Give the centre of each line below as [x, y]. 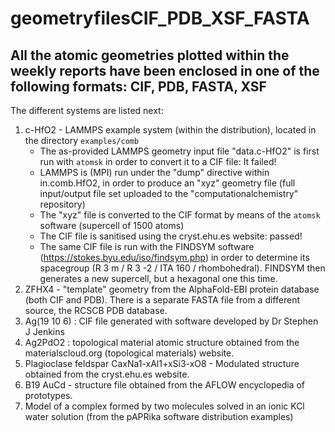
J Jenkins [44, 331]
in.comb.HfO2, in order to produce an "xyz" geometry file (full [167, 183]
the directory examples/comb [82, 140]
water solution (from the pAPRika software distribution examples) [159, 416]
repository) [62, 204]
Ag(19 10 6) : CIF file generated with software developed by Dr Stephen [171, 321]
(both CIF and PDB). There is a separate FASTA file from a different [162, 300]
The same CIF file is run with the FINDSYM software [147, 246]
